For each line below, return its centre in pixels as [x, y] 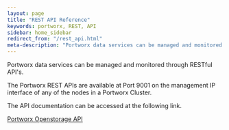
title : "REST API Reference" [49, 20]
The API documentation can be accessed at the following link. [94, 106]
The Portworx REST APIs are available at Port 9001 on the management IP [111, 85]
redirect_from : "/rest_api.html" [55, 39]
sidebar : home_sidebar [39, 32]
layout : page [26, 13]
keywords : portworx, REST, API [52, 26]
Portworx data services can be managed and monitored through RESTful [110, 65]
